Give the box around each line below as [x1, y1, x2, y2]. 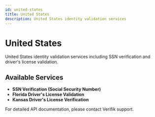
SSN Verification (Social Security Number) [12, 87, 101, 92]
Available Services [5, 73, 63, 82]
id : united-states [5, 7, 43, 12]
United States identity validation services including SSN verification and [5, 54, 151, 59]
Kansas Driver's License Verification [12, 97, 89, 103]
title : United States [5, 12, 50, 17]
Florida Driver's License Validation [12, 91, 85, 97]
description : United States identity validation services [5, 16, 126, 21]
